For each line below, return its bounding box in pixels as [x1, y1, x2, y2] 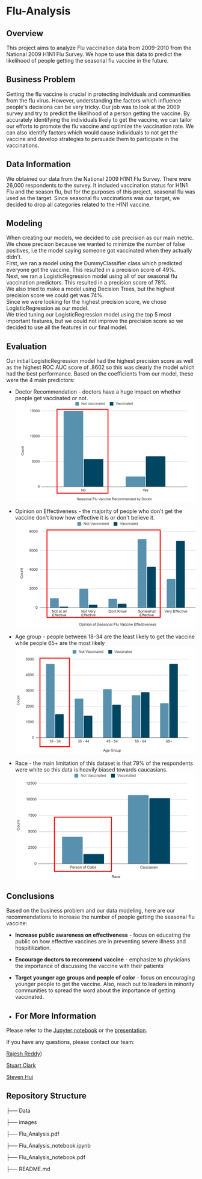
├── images [6, 1118, 37, 1125]
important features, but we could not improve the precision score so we [6, 318, 183, 325]
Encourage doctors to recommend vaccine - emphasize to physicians [14, 956, 191, 963]
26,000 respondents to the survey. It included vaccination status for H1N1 [6, 181, 188, 189]
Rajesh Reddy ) [6, 1050, 43, 1057]
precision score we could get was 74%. [6, 292, 104, 299]
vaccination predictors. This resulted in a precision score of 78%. [6, 279, 168, 286]
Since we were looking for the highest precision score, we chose [6, 298, 167, 306]
